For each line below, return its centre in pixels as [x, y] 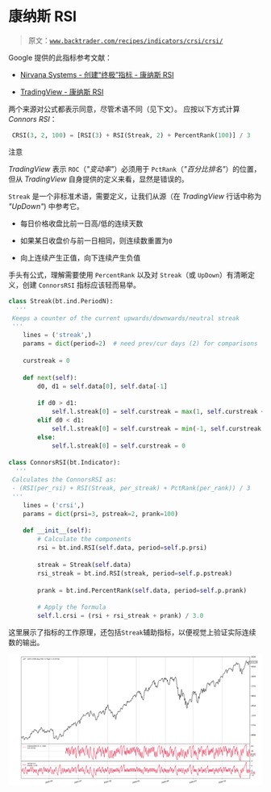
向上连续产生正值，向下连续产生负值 [80, 257]
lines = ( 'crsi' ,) [54, 505]
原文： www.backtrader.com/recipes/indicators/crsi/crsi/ [125, 40]
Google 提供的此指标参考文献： [60, 57]
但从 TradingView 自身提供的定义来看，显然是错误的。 [98, 179]
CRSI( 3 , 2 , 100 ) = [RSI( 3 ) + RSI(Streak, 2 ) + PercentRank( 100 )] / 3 [131, 135]
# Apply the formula [72, 607]
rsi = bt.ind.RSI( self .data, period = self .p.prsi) [122, 548]
